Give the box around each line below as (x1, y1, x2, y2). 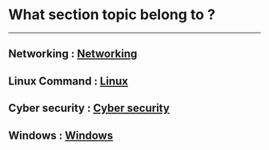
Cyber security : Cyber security (8, 101, 170, 115)
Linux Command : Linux (8, 74, 128, 88)
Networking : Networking (8, 47, 138, 61)
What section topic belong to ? (8, 6, 216, 24)
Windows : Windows (8, 128, 114, 142)
